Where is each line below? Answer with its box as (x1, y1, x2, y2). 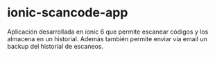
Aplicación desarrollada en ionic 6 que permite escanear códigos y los (7, 27, 209, 36)
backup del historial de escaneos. (7, 42, 104, 50)
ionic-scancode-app (7, 5, 128, 21)
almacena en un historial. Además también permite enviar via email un (7, 34, 207, 43)
